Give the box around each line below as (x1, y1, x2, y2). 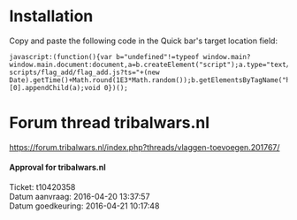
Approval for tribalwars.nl (9, 162, 106, 173)
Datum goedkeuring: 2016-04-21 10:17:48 (9, 201, 160, 211)
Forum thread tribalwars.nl (9, 113, 210, 133)
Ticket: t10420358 (9, 182, 76, 193)
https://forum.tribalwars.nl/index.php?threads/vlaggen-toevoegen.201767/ (9, 141, 280, 152)
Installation (9, 6, 94, 27)
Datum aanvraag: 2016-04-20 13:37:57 (9, 192, 150, 202)
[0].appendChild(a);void (9, 83, 101, 92)
